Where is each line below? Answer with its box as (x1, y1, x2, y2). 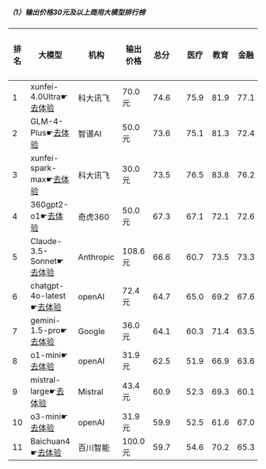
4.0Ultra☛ (30, 91, 69, 102)
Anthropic (78, 251, 115, 262)
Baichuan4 (30, 436, 70, 447)
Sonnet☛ (30, 255, 65, 266)
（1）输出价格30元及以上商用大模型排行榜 (8, 7, 146, 17)
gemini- (30, 315, 61, 326)
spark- (30, 162, 57, 173)
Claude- (30, 235, 63, 246)
